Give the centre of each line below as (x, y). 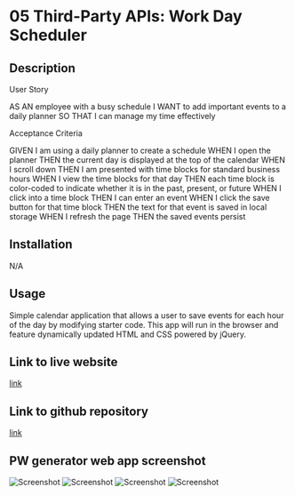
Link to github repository (79, 411)
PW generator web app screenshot (108, 461)
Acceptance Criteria (46, 133)
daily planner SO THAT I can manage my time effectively (112, 116)
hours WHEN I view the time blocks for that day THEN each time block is (142, 179)
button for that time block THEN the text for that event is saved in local (138, 207)
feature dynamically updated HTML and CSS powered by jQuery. (128, 334)
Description (42, 68)
